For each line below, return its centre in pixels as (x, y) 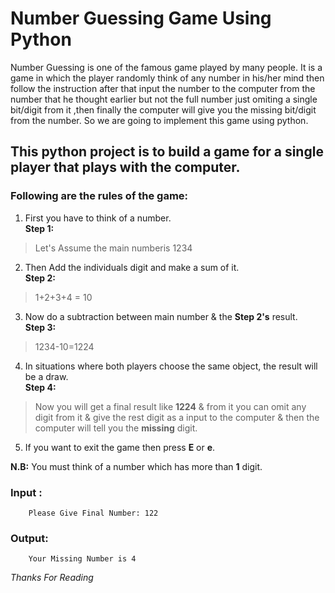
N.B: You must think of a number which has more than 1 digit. (136, 466)
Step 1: (39, 228)
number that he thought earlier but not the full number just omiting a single (164, 99)
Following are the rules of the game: (99, 196)
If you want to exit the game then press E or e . (120, 447)
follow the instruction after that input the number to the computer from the (163, 88)
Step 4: (40, 387)
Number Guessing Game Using (141, 18)
